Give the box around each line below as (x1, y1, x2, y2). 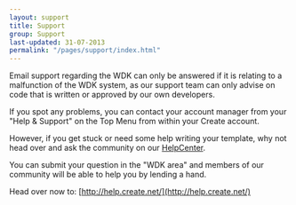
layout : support (9, 12, 69, 22)
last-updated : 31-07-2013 (9, 37, 105, 47)
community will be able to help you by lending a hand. (9, 170, 207, 180)
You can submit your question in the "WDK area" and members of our (9, 160, 265, 170)
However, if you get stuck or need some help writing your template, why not (9, 133, 287, 144)
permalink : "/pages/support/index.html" (9, 46, 162, 55)
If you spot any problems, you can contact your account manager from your (9, 106, 287, 117)
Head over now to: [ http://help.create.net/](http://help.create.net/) (9, 186, 252, 197)
